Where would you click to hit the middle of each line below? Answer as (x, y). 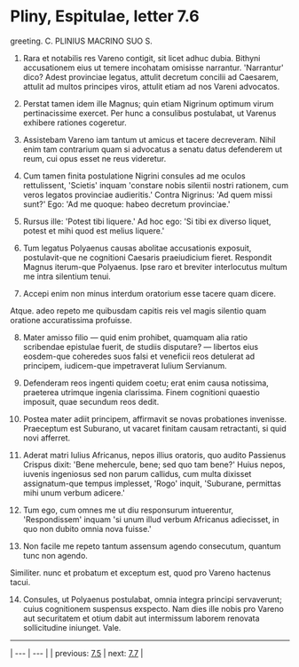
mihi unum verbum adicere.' (74, 492)
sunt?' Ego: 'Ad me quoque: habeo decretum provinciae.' (126, 204)
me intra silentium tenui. (67, 276)
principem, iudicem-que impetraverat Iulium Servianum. (125, 365)
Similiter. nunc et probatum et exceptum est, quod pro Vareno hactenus (141, 572)
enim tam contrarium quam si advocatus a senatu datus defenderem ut (153, 149)
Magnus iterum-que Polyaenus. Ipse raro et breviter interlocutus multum (155, 266)
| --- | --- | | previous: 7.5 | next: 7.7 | (77, 653)
